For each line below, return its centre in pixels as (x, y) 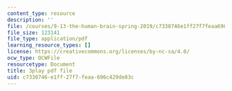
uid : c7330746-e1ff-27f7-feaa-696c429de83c (71, 77)
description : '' (30, 20)
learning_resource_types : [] (49, 45)
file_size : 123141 (33, 32)
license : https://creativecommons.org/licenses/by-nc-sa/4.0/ (98, 52)
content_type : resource (41, 13)
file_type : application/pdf (48, 39)
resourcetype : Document (41, 64)
